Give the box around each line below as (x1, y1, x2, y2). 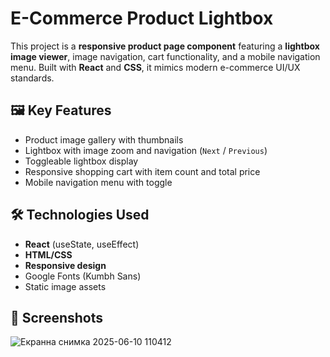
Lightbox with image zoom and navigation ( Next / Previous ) (24, 144, 268, 156)
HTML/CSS (24, 248, 73, 261)
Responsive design (24, 259, 107, 271)
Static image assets (24, 280, 107, 292)
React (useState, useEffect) (24, 238, 140, 250)
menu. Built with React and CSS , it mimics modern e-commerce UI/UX (10, 61, 301, 73)
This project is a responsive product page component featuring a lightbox (10, 40, 320, 52)
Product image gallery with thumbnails (24, 133, 184, 146)
